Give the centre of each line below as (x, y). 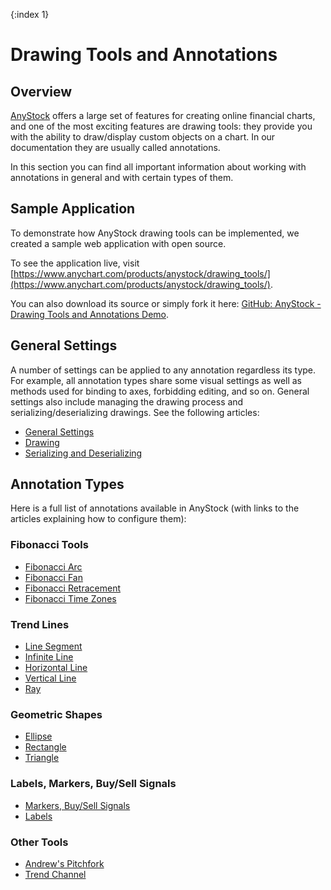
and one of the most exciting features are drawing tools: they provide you (161, 126)
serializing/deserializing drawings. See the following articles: (135, 412)
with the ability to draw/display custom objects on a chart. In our (143, 137)
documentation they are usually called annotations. (115, 147)
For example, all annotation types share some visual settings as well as (156, 380)
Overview (41, 91)
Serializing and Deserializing (83, 453)
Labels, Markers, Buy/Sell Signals (93, 784)
